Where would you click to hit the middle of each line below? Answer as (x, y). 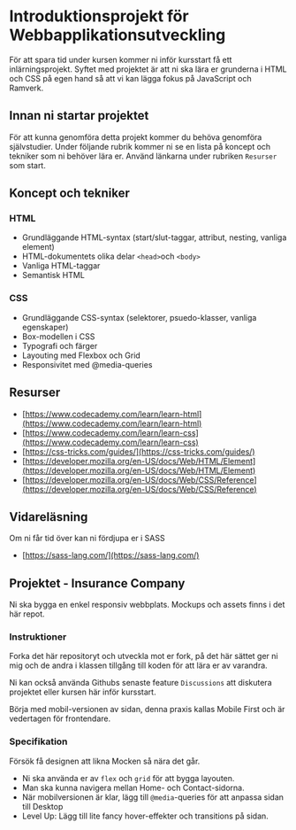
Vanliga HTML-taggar (61, 266)
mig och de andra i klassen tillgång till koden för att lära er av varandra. (138, 665)
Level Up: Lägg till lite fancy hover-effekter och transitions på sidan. (145, 816)
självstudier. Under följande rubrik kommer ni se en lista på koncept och (140, 146)
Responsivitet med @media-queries (87, 364)
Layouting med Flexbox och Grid (81, 355)
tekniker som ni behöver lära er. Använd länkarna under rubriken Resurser (143, 156)
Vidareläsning (49, 517)
